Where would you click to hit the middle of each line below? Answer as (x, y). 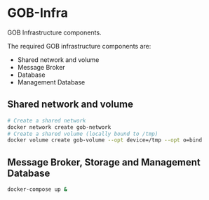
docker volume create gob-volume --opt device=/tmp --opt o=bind (104, 140)
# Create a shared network (47, 120)
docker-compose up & (38, 189)
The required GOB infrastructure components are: (79, 46)
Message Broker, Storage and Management (104, 162)
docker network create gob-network (59, 127)
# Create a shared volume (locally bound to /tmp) (83, 134)
